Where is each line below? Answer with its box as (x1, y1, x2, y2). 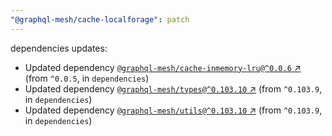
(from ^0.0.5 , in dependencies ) (24, 72, 150, 84)
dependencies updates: (10, 42, 108, 54)
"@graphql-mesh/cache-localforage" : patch (10, 14, 190, 25)
